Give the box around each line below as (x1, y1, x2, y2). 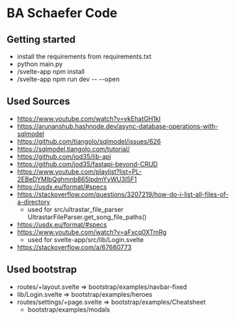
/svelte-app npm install (16, 68, 85, 75)
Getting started (6, 33, 76, 46)
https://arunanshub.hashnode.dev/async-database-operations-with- (16, 122, 218, 130)
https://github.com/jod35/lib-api (16, 152, 112, 161)
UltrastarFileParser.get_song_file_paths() (27, 212, 147, 221)
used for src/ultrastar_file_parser (27, 205, 124, 214)
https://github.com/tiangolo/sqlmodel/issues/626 (16, 137, 161, 145)
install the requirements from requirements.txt (16, 52, 152, 60)
